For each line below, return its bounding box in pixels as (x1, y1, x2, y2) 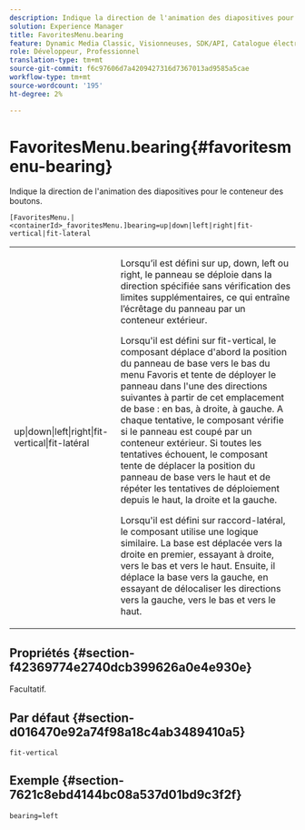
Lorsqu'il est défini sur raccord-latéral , (120, 514, 286, 527)
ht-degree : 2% (9, 89, 64, 98)
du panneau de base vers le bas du (120, 357, 271, 369)
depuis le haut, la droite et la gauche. (120, 493, 278, 506)
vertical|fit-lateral (9, 229, 92, 238)
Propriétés (9, 645, 71, 661)
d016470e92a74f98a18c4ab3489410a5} (9, 724, 246, 740)
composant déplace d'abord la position (120, 346, 288, 359)
